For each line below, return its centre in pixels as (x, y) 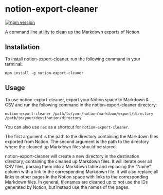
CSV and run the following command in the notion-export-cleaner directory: (81, 105)
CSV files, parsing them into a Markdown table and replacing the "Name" (78, 166)
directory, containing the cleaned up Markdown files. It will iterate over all (79, 161)
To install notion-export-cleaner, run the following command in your (73, 59)
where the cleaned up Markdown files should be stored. (61, 146)
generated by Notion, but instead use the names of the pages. (67, 187)
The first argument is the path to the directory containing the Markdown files (82, 136)
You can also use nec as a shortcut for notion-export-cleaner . (67, 127)
